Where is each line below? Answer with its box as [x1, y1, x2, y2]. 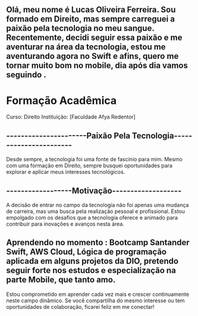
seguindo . [6, 70, 46, 80]
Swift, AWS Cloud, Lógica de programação [6, 247, 167, 257]
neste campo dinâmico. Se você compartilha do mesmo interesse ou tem [6, 297, 186, 304]
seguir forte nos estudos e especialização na [6, 265, 177, 276]
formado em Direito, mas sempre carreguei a [6, 14, 175, 24]
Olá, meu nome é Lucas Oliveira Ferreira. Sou [6, 5, 176, 15]
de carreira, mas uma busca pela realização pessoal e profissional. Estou [6, 208, 186, 215]
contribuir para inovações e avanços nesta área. [6, 220, 125, 227]
